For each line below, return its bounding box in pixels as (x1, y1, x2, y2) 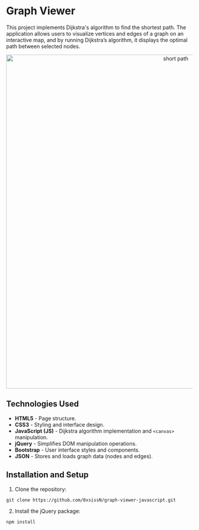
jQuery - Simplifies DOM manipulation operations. (14, 440, 137, 447)
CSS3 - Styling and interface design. (14, 421, 105, 428)
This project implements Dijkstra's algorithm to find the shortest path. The (6, 24, 187, 31)
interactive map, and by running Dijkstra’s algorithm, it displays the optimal (6, 36, 188, 43)
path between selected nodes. (6, 43, 81, 50)
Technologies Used (6, 399, 79, 409)
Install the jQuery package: (14, 507, 81, 515)
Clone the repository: (14, 485, 67, 493)
